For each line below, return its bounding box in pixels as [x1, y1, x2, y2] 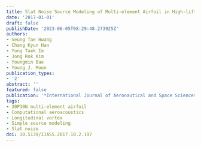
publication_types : [6, 70, 55, 76]
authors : [6, 31, 28, 37]
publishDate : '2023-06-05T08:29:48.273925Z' [6, 25, 119, 32]
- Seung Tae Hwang [6, 37, 52, 43]
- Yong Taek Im [6, 48, 44, 54]
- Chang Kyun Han [6, 43, 50, 49]
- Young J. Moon [6, 64, 47, 71]
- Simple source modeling [6, 121, 71, 127]
